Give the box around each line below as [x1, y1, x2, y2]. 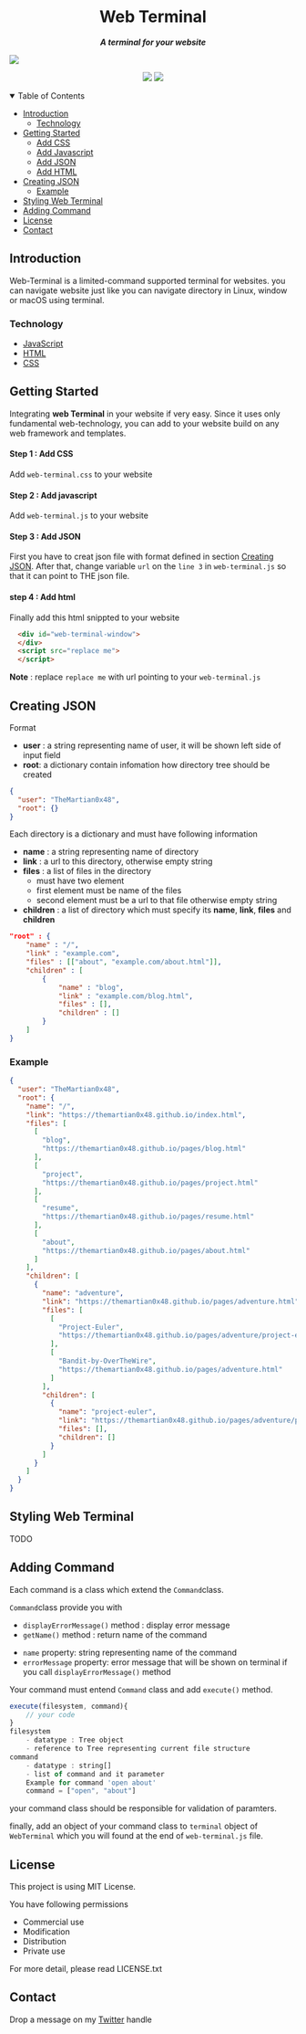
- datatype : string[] [25, 1761, 112, 1770]
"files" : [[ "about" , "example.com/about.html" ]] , [25, 957, 222, 967]
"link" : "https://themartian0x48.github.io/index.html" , [25, 1110, 247, 1120]
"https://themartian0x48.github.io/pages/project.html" [42, 1178, 259, 1187]
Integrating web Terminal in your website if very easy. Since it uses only [9, 408, 280, 419]
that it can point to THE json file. [9, 571, 130, 582]
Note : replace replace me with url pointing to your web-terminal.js [9, 671, 261, 682]
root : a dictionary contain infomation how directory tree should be [22, 759, 270, 770]
